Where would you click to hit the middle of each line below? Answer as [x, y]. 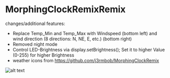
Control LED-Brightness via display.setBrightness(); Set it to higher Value [89, 49]
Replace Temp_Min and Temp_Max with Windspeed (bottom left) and [85, 33]
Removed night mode [35, 44]
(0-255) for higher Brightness [43, 55]
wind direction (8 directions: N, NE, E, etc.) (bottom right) [72, 39]
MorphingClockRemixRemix [65, 9]
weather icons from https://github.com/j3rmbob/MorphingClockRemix [86, 60]
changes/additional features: [35, 23]
